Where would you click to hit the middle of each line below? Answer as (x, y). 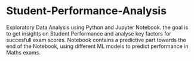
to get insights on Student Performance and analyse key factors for (89, 33)
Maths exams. (23, 52)
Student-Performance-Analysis (87, 11)
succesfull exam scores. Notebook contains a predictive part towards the (96, 40)
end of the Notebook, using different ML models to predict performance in (98, 46)
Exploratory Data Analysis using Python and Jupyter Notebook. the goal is (97, 27)
